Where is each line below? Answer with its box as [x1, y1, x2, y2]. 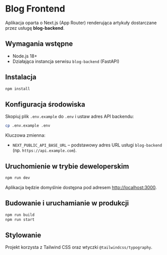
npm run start [5, 217, 35, 222]
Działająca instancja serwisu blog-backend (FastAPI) [12, 58, 119, 64]
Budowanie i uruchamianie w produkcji [5, 199, 129, 208]
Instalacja [5, 73, 37, 81]
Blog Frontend [5, 3, 65, 15]
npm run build [5, 212, 35, 217]
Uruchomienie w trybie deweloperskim [5, 162, 129, 171]
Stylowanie [5, 231, 42, 239]
